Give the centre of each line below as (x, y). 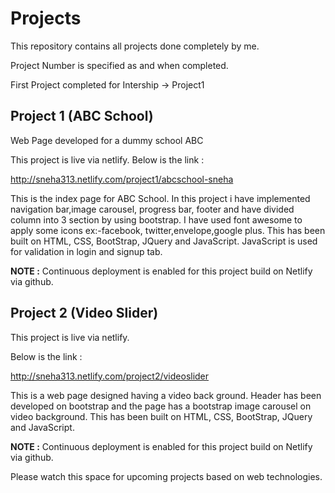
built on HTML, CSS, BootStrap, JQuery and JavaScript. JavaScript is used (164, 241)
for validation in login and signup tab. (86, 251)
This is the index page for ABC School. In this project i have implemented (160, 198)
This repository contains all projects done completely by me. (135, 46)
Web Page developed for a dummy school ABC (107, 140)
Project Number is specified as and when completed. (119, 65)
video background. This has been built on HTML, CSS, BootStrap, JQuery (161, 416)
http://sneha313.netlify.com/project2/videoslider (110, 376)
